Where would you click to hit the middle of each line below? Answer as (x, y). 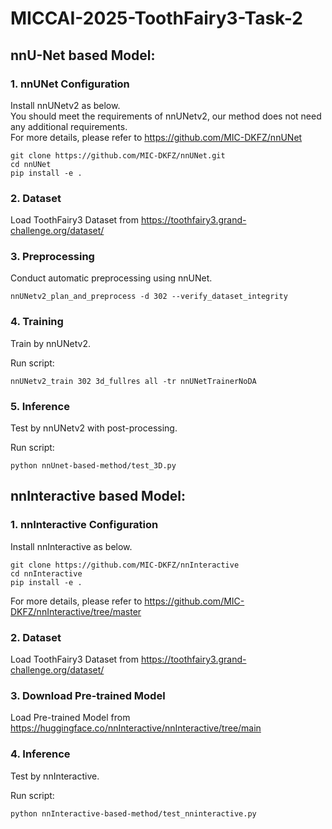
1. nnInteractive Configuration (84, 525)
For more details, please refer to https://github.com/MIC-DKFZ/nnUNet (156, 137)
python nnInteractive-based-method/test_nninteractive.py (133, 813)
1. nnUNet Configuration (70, 84)
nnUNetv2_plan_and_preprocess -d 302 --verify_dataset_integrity (149, 297)
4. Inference (40, 754)
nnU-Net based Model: (83, 55)
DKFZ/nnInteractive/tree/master (76, 611)
